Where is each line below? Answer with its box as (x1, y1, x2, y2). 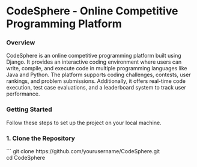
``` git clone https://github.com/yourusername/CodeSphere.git (6, 148, 160, 155)
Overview (6, 38, 35, 47)
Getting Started (6, 105, 52, 114)
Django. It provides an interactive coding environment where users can (6, 58, 182, 65)
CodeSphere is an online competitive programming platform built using (6, 52, 181, 59)
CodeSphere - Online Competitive (6, 4, 178, 18)
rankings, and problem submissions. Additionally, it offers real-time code (6, 77, 186, 85)
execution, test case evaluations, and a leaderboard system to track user (6, 84, 186, 91)
